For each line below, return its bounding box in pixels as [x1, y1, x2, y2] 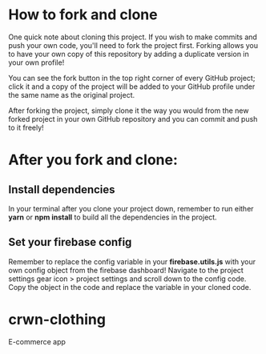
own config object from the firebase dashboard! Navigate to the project [8, 265, 244, 275]
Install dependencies [8, 183, 115, 196]
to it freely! [8, 123, 44, 132]
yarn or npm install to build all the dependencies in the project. [8, 212, 218, 222]
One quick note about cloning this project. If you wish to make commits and [8, 32, 258, 42]
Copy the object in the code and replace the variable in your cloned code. [8, 282, 252, 292]
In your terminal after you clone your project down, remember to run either [8, 203, 254, 213]
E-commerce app [8, 336, 66, 346]
